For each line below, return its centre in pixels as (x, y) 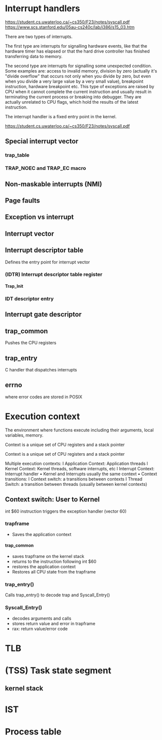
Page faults (23, 200)
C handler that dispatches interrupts (41, 370)
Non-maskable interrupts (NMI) (54, 184)
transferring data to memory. (34, 56)
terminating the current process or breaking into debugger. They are (73, 97)
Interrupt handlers (43, 9)
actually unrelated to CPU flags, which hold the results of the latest (72, 102)
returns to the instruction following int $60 (54, 562)
